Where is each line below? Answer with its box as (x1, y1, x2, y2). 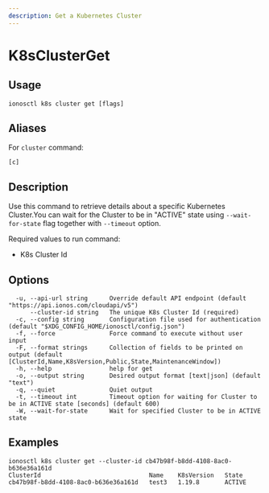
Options (8, 273, 50, 286)
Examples (8, 436, 59, 450)
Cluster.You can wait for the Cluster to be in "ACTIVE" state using (8, 210, 225, 220)
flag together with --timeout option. (43, 219, 161, 228)
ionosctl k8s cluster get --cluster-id (8, 457, 143, 465)
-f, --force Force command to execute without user (15, 330, 243, 338)
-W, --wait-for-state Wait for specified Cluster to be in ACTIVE (15, 407, 262, 415)
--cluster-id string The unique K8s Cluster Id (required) (29, 309, 240, 317)
